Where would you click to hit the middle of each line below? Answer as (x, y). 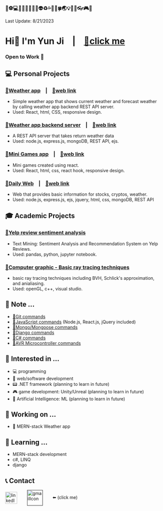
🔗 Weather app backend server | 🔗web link (61, 125)
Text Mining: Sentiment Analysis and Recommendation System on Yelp (85, 243)
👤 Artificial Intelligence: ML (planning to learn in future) (69, 399)
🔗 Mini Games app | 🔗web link (45, 154)
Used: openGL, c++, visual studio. (47, 289)
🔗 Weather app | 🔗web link (41, 91)
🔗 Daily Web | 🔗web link (37, 183)
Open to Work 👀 (24, 57)
